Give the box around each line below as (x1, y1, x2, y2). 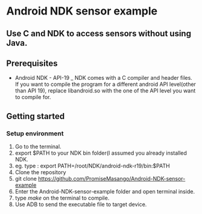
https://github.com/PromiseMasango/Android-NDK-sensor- (38, 175, 186, 183)
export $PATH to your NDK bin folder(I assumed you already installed (14, 149, 187, 157)
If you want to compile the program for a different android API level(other (14, 80, 196, 88)
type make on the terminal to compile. (14, 195, 110, 202)
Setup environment (6, 129, 65, 137)
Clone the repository (14, 169, 66, 176)
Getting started (6, 111, 65, 122)
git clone (14, 175, 37, 183)
